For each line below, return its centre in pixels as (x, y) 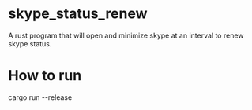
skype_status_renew (78, 14)
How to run (45, 76)
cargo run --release (40, 97)
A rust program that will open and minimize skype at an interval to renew (126, 35)
